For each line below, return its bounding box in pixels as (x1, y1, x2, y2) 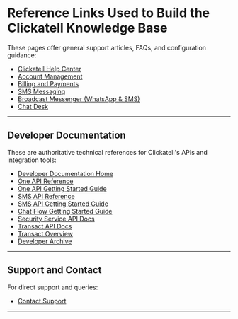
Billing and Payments (17, 79, 79, 88)
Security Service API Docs (17, 214, 95, 223)
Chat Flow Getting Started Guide (17, 207, 113, 215)
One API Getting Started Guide (17, 184, 108, 192)
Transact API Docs (17, 221, 72, 231)
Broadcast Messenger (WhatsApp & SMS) (17, 94, 140, 103)
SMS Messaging (17, 87, 66, 95)
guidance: (7, 51, 37, 59)
